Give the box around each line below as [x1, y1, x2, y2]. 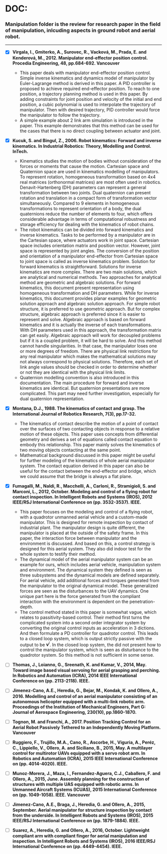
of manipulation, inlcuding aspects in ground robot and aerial [5, 27, 156, 34]
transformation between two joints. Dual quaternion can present [19, 189, 151, 195]
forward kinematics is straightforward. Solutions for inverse [19, 263, 142, 269]
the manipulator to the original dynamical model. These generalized [19, 583, 158, 589]
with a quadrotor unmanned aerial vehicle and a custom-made [19, 514, 148, 520]
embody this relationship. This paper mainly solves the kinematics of [19, 441, 161, 447]
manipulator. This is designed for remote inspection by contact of [19, 519, 154, 525]
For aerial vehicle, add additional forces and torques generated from [19, 577, 160, 583]
